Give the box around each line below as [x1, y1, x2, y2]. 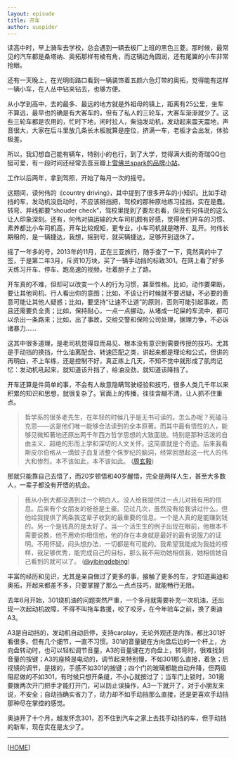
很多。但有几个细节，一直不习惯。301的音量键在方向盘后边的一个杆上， [13, 638, 221, 646]
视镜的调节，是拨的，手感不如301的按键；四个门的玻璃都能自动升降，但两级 [7, 664, 227, 672]
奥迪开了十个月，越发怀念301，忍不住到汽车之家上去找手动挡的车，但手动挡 [7, 714, 227, 722]
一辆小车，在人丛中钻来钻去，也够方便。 [7, 85, 124, 94]
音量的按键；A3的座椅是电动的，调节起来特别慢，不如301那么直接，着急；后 [7, 655, 229, 664]
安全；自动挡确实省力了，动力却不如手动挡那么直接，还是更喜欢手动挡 [25, 690, 229, 699]
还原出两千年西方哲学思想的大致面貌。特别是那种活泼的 [61, 431, 222, 439]
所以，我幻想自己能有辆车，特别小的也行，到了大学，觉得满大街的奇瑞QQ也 [7, 150, 226, 158]
